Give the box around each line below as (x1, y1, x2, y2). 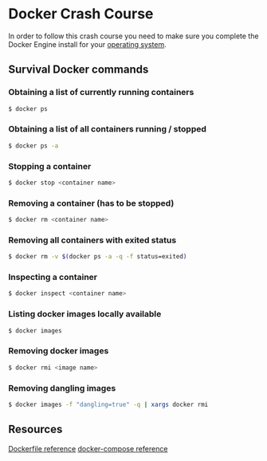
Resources (8, 423, 63, 436)
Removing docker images (8, 345, 109, 357)
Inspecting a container (8, 272, 98, 283)
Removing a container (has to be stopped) (8, 197, 175, 208)
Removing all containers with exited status (8, 234, 177, 246)
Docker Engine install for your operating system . (8, 39, 167, 49)
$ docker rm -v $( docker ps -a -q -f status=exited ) (8, 253, 187, 261)
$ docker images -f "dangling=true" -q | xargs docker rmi (8, 400, 209, 408)
